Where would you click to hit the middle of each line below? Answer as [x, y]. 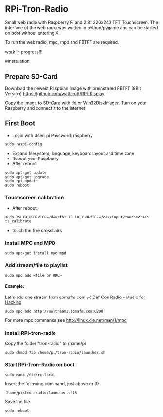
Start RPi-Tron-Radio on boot [40, 364]
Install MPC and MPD [30, 243]
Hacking [13, 302]
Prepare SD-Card [32, 77]
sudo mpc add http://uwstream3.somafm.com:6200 [54, 311]
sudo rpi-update [21, 181]
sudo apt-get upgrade [27, 177]
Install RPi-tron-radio [30, 333]
